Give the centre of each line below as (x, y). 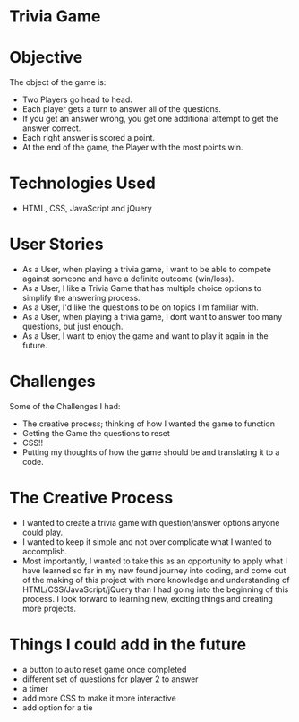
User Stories (56, 245)
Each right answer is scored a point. (88, 138)
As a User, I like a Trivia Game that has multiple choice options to (142, 288)
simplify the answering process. (81, 298)
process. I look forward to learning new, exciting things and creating (147, 598)
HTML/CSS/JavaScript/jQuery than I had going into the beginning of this (155, 589)
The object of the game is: (58, 82)
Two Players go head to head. (77, 99)
